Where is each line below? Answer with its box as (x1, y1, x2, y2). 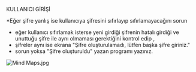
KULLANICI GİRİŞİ (6, 6, 51, 12)
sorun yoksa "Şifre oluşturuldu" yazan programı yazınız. (14, 48, 153, 55)
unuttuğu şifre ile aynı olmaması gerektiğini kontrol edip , (14, 35, 155, 42)
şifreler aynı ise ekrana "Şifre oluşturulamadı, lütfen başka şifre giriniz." (14, 42, 191, 48)
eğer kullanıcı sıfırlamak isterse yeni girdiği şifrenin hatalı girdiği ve (14, 29, 179, 36)
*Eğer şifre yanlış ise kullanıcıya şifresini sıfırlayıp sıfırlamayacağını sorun (6, 17, 188, 24)
